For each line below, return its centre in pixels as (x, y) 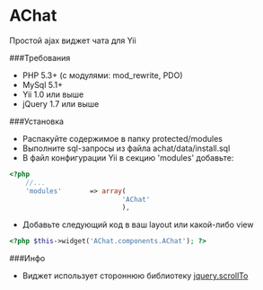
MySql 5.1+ (42, 84)
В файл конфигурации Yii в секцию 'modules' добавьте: (128, 157)
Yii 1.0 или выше (53, 94)
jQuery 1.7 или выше (61, 103)
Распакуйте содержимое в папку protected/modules (122, 138)
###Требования (40, 57)
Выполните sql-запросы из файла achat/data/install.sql (126, 148)
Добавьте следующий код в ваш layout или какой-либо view (138, 224)
